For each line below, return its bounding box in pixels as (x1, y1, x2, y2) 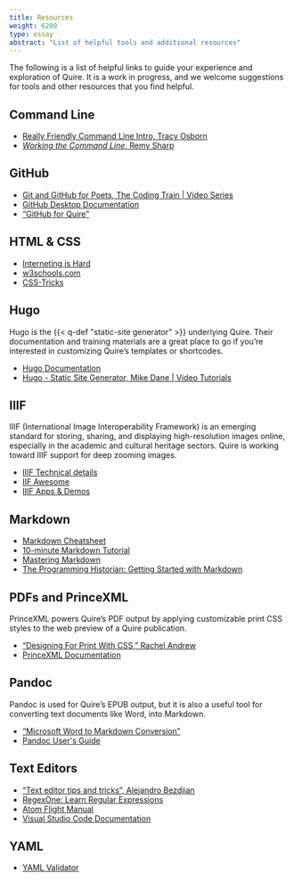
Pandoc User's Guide (21, 735, 101, 746)
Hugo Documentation (21, 363, 102, 373)
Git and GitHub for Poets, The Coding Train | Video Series (21, 189, 233, 200)
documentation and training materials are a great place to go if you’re (9, 336, 264, 347)
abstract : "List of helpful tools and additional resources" (9, 37, 241, 47)
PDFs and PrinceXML (9, 590, 129, 605)
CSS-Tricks (21, 277, 64, 288)
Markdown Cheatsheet (21, 535, 107, 546)
